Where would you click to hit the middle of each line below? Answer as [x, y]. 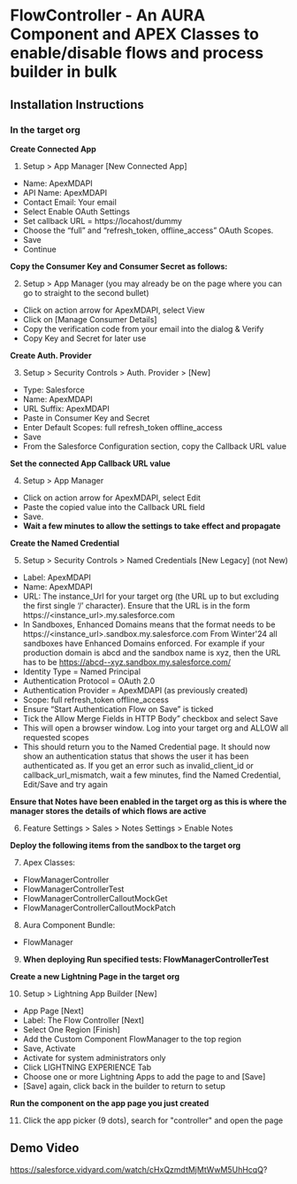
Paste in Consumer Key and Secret [86, 418]
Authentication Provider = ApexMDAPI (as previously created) [135, 690]
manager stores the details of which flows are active [108, 810]
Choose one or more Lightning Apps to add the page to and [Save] [144, 1076]
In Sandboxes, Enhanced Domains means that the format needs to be [149, 624]
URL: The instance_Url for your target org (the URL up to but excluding [151, 596]
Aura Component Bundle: [69, 925]
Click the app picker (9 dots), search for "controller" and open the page [153, 1120]
